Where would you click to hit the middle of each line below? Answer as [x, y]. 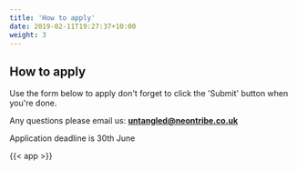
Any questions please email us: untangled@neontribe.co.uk [124, 121]
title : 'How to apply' [52, 18]
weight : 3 [28, 35]
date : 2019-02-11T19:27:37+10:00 [73, 26]
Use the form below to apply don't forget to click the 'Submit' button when [149, 94]
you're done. [33, 103]
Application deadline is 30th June [72, 138]
